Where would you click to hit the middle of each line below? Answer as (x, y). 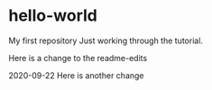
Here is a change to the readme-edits (78, 58)
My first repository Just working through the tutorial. (106, 40)
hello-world (53, 16)
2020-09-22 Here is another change (77, 75)
